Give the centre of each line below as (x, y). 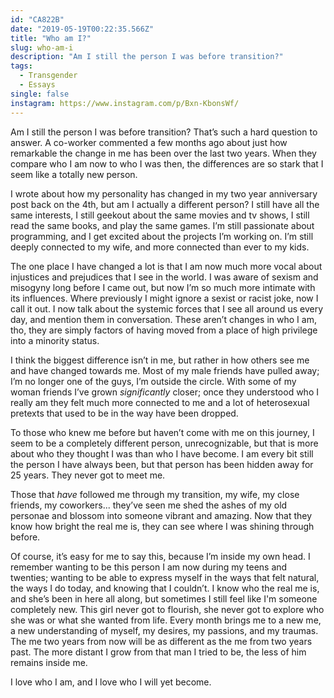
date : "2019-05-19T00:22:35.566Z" (82, 29)
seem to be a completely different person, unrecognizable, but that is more (164, 443)
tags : (21, 66)
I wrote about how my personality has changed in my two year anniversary (164, 193)
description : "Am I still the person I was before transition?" (147, 57)
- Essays (37, 85)
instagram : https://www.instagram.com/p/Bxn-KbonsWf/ (125, 103)
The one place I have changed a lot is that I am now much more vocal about (166, 266)
